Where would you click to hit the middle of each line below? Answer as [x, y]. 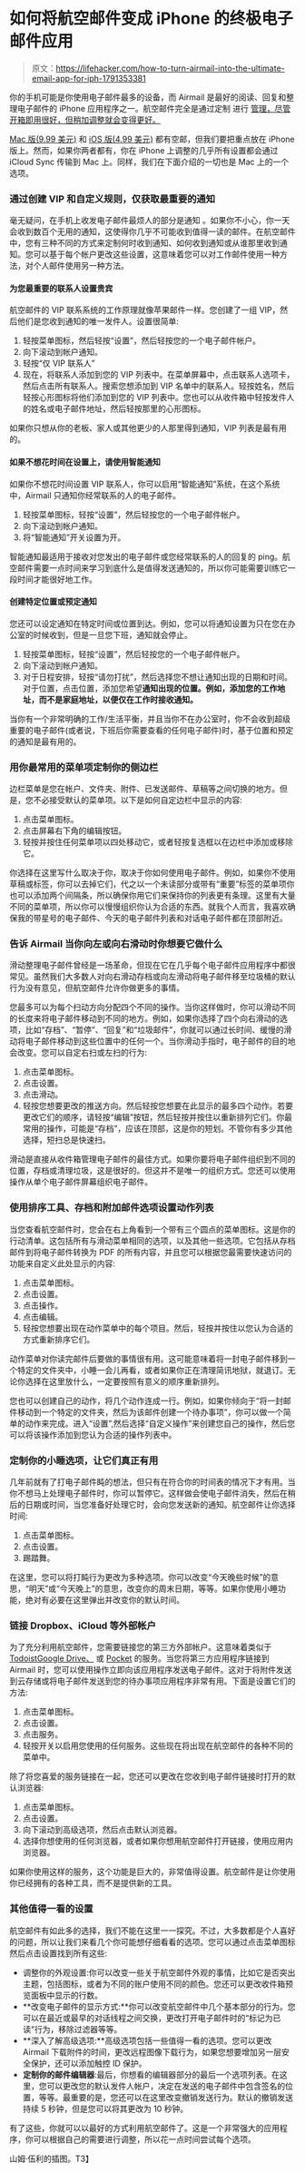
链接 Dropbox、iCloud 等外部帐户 [83, 1626]
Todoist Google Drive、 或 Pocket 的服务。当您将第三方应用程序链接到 [139, 1658]
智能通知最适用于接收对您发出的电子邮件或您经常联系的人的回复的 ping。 [146, 556]
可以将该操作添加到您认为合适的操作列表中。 [93, 1434]
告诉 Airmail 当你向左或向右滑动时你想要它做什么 [116, 944]
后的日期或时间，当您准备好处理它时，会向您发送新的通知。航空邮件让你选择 [152, 1505]
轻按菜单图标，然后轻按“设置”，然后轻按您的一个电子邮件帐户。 [142, 340]
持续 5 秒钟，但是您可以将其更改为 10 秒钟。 [105, 2108]
